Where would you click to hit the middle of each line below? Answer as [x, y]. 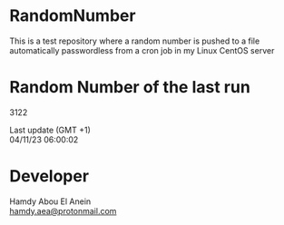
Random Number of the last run [130, 88]
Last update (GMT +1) [50, 130]
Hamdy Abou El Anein [50, 201]
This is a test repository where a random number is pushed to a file [135, 41]
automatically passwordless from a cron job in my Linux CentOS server [142, 50]
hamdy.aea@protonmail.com [63, 210]
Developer [49, 176]
